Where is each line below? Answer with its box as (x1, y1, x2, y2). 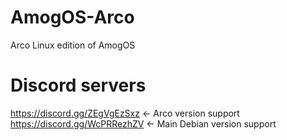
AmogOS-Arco (10, 6, 135, 29)
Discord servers (10, 74, 147, 97)
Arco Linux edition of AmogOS (10, 39, 136, 51)
